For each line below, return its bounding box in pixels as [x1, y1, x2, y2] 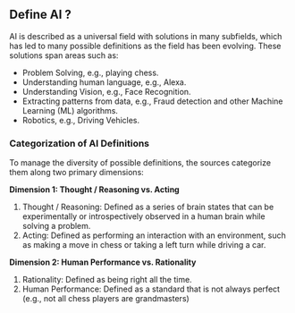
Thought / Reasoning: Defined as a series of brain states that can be [21, 201, 274, 213]
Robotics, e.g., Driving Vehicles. [21, 114, 140, 125]
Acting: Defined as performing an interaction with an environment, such [21, 230, 286, 241]
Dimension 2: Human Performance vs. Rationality [9, 257, 197, 267]
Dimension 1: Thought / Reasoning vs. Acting [9, 184, 181, 195]
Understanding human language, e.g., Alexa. [21, 76, 187, 88]
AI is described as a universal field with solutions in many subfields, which [9, 30, 282, 41]
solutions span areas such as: [9, 49, 119, 61]
